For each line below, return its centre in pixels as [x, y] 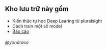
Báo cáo [21, 31]
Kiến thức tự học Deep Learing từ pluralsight [57, 21]
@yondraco [17, 43]
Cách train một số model [37, 26]
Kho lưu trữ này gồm [37, 9]
